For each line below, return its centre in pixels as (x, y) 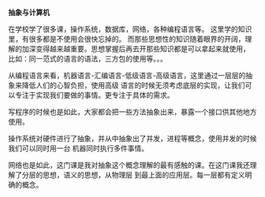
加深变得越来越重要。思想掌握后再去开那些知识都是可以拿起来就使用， (136, 49)
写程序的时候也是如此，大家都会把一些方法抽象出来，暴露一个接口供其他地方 (132, 112)
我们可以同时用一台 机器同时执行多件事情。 (78, 148)
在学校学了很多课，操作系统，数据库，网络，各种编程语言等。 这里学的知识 (130, 29)
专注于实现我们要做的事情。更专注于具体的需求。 (94, 95)
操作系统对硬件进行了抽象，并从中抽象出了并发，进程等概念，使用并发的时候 (132, 138)
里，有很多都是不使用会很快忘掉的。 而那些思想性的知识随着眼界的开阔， (127, 39)
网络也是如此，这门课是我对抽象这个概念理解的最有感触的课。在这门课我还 (129, 165)
